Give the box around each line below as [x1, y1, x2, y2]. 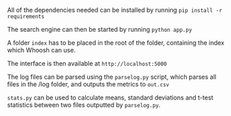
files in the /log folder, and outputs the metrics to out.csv [7, 80, 169, 88]
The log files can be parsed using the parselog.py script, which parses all [7, 72, 216, 81]
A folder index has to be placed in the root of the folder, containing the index [7, 39, 225, 47]
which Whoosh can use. [7, 46, 76, 54]
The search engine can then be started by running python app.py [7, 26, 192, 33]
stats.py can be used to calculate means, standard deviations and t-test [7, 93, 214, 101]
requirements [7, 13, 45, 20]
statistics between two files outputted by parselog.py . [7, 101, 161, 109]
